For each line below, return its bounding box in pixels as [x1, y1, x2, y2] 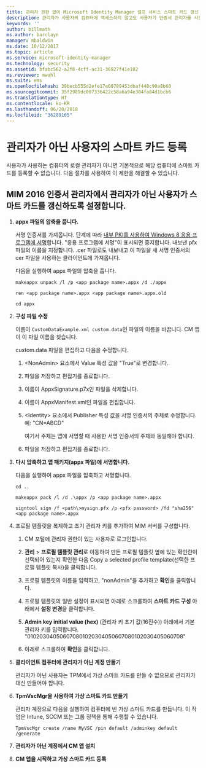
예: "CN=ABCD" [24, 419, 64, 427]
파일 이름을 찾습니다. [28, 333, 78, 341]
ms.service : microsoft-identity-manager [6, 55, 112, 61]
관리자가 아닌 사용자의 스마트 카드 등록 [6, 140, 188, 154]
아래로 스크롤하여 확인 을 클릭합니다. [24, 646, 110, 653]
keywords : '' [6, 20, 40, 26]
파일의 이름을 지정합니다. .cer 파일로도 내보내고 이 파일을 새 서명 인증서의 [15, 246, 191, 254]
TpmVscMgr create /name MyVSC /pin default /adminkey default [15, 726, 178, 732]
